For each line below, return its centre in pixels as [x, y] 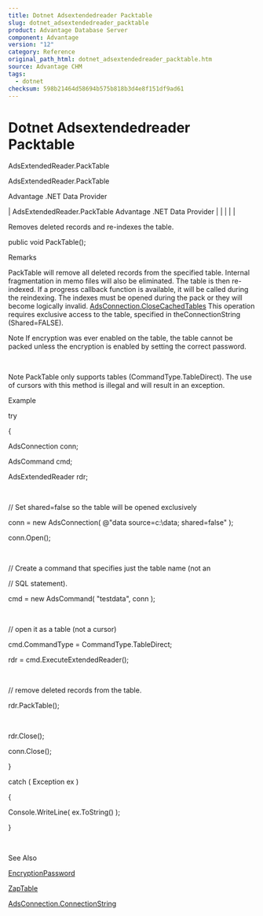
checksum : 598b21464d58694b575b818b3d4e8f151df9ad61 [96, 89]
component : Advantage [44, 37]
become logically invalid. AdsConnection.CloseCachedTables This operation [131, 306]
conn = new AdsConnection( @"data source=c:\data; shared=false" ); [121, 523]
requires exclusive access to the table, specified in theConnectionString [124, 315]
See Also [23, 858]
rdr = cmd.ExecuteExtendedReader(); [69, 660]
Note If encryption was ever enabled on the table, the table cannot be [121, 338]
